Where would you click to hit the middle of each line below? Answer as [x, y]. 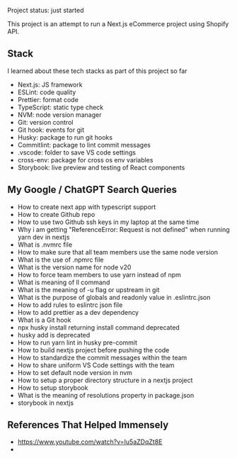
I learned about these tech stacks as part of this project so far [97, 71]
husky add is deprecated [54, 335]
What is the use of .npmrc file [60, 259]
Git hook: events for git [51, 130]
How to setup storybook [53, 387]
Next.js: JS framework [50, 84]
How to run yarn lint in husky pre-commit [77, 342]
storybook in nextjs [46, 403]
